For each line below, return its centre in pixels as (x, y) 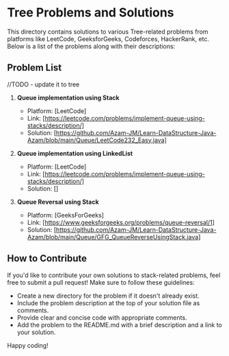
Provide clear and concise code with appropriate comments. (102, 318)
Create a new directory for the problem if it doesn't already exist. (108, 296)
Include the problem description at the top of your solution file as (108, 302)
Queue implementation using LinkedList (75, 153)
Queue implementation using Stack (68, 97)
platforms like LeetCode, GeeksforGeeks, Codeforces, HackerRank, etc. (108, 38)
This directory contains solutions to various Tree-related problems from (108, 32)
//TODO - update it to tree (43, 84)
